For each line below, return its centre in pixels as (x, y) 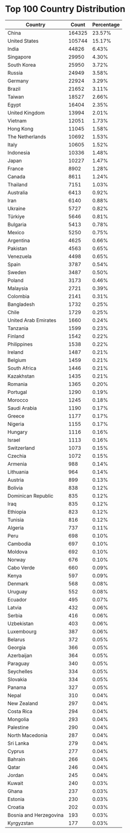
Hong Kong (21, 129)
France (15, 168)
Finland (16, 336)
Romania (18, 384)
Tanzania (18, 328)
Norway (17, 559)
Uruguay (18, 591)
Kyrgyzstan (21, 823)
